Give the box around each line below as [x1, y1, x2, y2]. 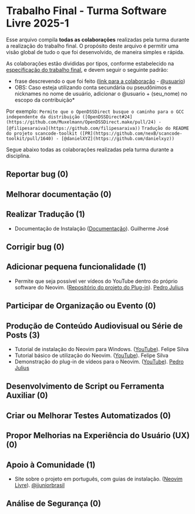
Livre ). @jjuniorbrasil [14, 481, 65, 489]
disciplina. [6, 152, 31, 159]
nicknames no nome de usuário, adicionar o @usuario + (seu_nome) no [14, 90, 188, 97]
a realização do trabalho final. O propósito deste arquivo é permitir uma [6, 42, 179, 49]
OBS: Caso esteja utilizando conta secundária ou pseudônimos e [14, 84, 172, 91]
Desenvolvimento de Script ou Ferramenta [6, 381, 164, 392]
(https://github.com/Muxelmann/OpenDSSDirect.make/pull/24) [6, 119, 157, 125]
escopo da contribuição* [14, 96, 75, 104]
